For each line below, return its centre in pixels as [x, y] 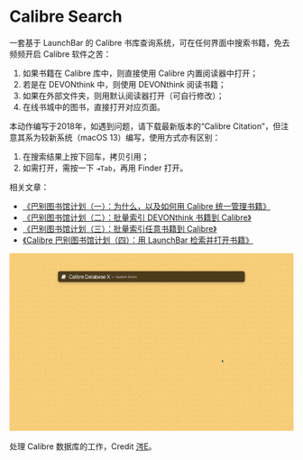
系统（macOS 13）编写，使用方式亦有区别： [138, 137]
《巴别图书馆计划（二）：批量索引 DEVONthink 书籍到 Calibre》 [137, 217]
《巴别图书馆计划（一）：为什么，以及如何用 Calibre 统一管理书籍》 [147, 206]
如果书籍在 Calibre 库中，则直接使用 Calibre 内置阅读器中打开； [140, 73]
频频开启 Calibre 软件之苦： [60, 54]
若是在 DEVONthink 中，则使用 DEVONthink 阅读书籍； [124, 84]
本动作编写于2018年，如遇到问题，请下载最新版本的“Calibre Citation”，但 [145, 126]
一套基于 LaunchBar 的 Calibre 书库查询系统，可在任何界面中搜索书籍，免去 [150, 42]
